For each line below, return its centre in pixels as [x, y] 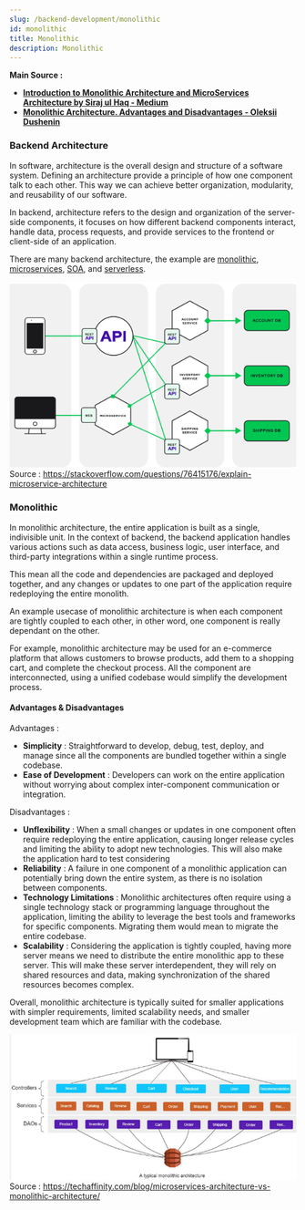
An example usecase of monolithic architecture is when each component [146, 611]
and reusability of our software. [68, 194]
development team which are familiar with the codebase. [116, 1021]
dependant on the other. [55, 630]
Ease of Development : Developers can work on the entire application [153, 774]
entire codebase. [54, 936]
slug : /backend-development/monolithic [85, 19]
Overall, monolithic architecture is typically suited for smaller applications [147, 1002]
